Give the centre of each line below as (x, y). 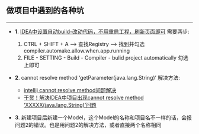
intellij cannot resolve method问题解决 (70, 90)
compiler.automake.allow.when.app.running (77, 50)
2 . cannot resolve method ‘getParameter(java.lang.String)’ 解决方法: (97, 77)
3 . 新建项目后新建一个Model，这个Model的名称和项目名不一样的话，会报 (103, 117)
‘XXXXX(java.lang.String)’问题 (60, 104)
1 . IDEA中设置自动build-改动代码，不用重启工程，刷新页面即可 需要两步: (102, 31)
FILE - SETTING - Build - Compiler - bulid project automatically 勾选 (106, 57)
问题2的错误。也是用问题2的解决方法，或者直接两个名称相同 (88, 125)
